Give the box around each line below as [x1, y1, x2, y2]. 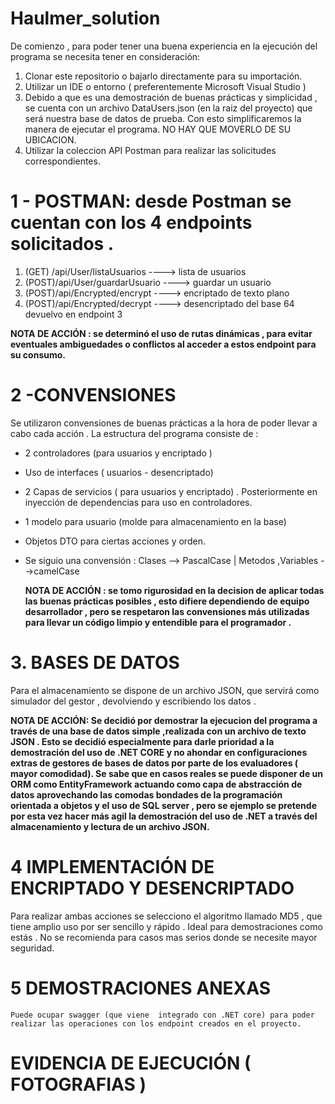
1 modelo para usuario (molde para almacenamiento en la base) [24, 515, 287, 527]
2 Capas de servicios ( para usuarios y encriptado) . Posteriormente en [24, 485, 318, 497]
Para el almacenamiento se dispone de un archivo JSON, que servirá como [10, 684, 320, 696]
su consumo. [10, 348, 67, 361]
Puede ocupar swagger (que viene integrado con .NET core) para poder [10, 1010, 315, 1020]
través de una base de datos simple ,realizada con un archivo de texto [10, 725, 307, 737]
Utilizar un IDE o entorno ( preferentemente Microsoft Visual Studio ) [24, 80, 307, 92]
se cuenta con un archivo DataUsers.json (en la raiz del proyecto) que [24, 102, 313, 114]
